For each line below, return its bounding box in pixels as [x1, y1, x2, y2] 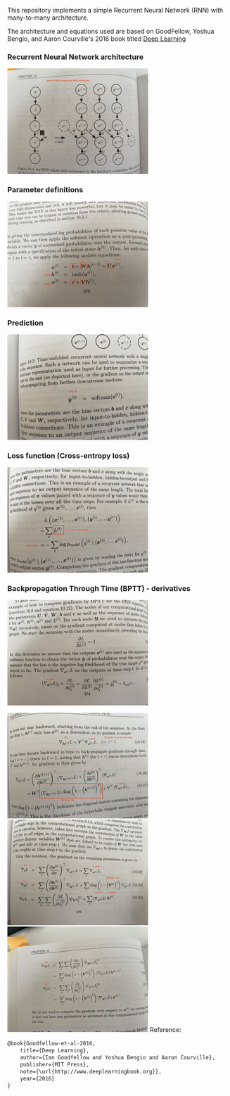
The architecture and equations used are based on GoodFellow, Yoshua [7, 27, 215, 35]
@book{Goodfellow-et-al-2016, [7, 1040, 96, 1047]
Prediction [7, 318, 44, 328]
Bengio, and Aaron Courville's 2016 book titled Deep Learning [7, 34, 186, 43]
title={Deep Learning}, [20, 1047, 90, 1054]
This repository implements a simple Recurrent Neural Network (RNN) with [7, 6, 224, 14]
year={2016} [20, 1076, 55, 1083]
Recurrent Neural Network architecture [7, 52, 144, 62]
